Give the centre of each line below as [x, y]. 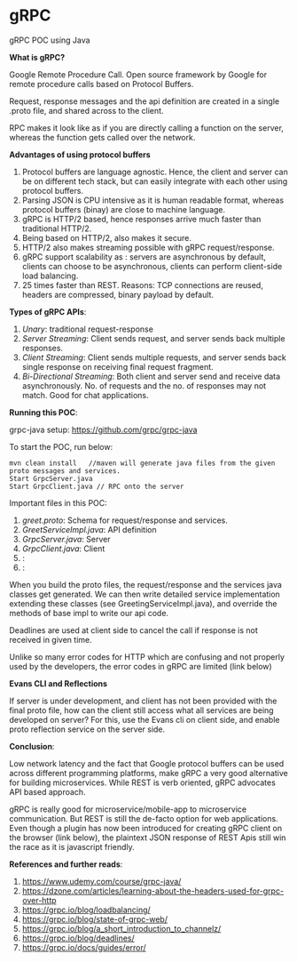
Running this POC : [43, 412]
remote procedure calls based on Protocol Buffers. [102, 84]
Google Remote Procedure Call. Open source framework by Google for [138, 74]
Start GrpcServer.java [51, 478]
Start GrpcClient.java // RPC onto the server [97, 486]
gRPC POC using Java [50, 40]
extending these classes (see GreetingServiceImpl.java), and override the [143, 603]
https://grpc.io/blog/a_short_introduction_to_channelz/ [121, 928]
